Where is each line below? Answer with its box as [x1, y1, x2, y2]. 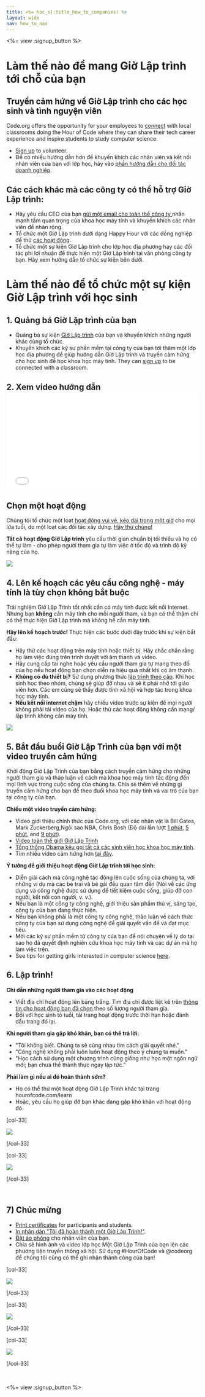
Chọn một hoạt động [6, 500, 86, 511]
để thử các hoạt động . [15, 237, 72, 244]
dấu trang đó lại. [15, 1017, 57, 1025]
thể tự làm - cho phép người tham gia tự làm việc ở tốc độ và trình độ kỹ [6, 542, 187, 549]
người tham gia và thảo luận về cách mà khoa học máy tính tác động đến [6, 774, 190, 781]
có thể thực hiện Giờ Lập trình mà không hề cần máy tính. [6, 617, 151, 624]
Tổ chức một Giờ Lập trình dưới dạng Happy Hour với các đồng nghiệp [15, 230, 193, 237]
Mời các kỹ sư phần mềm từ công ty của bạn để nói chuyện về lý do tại [15, 933, 194, 940]
